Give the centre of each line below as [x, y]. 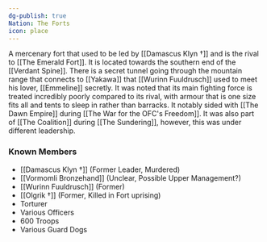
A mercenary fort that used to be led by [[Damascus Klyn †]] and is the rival [134, 54]
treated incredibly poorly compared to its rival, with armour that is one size [132, 97]
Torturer [33, 203]
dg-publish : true [38, 16]
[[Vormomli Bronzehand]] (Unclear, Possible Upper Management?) [131, 177]
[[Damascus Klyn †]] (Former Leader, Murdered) [100, 169]
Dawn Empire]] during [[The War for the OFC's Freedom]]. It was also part [131, 114]
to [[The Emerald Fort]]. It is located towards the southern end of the [122, 62]
